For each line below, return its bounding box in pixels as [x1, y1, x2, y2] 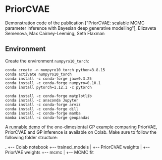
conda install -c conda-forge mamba [5, 110, 81, 116]
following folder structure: [5, 134, 58, 140]
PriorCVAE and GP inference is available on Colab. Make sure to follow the [5, 129, 157, 135]
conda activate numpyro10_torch [5, 72, 72, 77]
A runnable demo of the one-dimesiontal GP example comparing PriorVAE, [5, 124, 158, 130]
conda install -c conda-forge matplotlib [5, 93, 92, 99]
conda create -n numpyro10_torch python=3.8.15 [5, 67, 106, 72]
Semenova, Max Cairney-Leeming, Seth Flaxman [5, 30, 105, 36]
